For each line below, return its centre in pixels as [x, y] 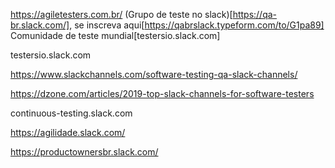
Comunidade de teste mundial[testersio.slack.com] [115, 35]
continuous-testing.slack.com [71, 113]
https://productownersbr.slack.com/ [84, 152]
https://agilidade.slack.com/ [68, 132]
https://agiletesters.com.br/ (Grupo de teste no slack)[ [121, 14]
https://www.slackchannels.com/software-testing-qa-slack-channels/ [154, 74]
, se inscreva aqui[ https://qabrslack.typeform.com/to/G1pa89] [197, 25]
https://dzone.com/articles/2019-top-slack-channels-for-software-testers [162, 93]
